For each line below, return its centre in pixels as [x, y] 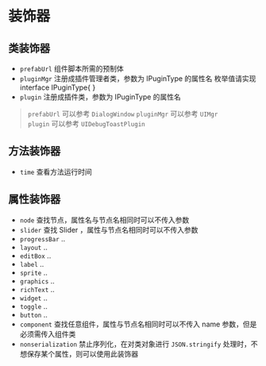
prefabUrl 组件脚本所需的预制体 [72, 69]
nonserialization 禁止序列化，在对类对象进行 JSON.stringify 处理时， [135, 344]
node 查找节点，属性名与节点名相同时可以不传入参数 [104, 220]
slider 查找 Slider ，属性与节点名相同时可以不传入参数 [109, 229]
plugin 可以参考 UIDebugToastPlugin [86, 123]
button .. [33, 314]
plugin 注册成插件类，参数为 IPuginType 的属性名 [100, 97]
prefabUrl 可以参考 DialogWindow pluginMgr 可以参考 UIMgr [123, 114]
